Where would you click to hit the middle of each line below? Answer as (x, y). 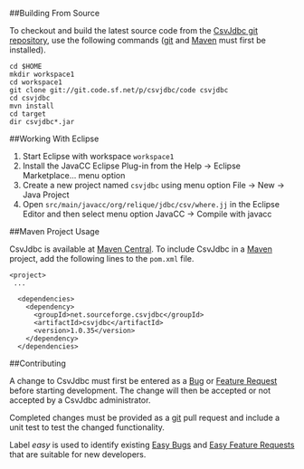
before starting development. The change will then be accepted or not (140, 390)
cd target (28, 114)
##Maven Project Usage (54, 231)
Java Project (46, 195)
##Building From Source (55, 13)
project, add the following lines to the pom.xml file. (102, 258)
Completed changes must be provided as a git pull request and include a (145, 417)
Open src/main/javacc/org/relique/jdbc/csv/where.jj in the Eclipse (151, 204)
